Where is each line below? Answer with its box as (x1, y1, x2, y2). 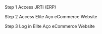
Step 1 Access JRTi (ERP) (4, 4, 56, 10)
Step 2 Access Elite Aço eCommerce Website (4, 14, 98, 19)
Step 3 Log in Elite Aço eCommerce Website (4, 23, 95, 29)
